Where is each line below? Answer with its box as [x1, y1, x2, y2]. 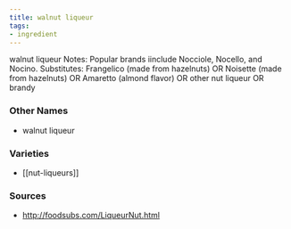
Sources [9, 189, 46, 201]
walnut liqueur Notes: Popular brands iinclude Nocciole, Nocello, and [9, 54, 263, 65]
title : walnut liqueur [9, 12, 94, 22]
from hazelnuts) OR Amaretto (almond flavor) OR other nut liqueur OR [9, 73, 265, 84]
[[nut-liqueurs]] [21, 167, 79, 178]
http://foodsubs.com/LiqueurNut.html [21, 210, 161, 221]
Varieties [9, 147, 49, 159]
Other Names [9, 104, 69, 117]
